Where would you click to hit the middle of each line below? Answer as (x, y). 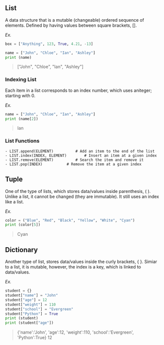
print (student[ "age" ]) (29, 323)
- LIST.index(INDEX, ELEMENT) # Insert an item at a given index (81, 155)
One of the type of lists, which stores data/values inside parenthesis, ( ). (78, 191)
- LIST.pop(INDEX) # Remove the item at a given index (73, 164)
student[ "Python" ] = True (31, 314)
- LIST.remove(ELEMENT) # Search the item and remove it (74, 160)
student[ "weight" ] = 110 (30, 305)
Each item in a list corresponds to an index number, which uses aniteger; (79, 90)
